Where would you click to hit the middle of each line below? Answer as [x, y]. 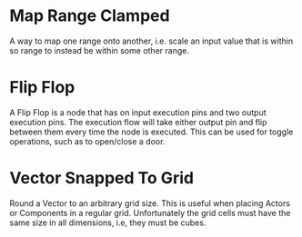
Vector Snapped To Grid [101, 178]
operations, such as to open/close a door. [87, 141]
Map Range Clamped [90, 16]
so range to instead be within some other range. [99, 50]
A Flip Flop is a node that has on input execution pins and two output [138, 112]
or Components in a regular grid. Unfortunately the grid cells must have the [150, 212]
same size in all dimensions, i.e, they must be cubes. [108, 222]
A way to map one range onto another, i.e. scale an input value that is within [151, 41]
